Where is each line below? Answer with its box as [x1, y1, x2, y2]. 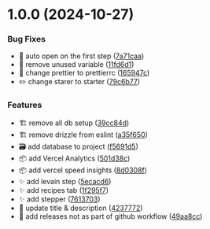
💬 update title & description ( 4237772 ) [18, 203, 143, 212]
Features [7, 100, 42, 111]
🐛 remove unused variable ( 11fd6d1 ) [18, 60, 134, 69]
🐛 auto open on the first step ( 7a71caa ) [18, 51, 145, 61]
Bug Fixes [7, 34, 46, 45]
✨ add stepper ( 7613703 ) [18, 194, 101, 204]
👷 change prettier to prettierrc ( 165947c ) [18, 68, 150, 78]
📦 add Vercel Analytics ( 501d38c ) [18, 153, 131, 163]
